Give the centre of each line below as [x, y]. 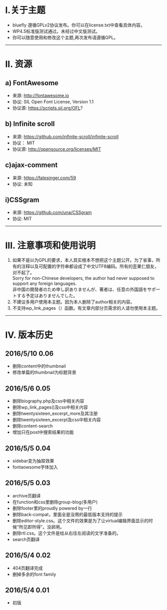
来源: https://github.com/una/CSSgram [52, 212]
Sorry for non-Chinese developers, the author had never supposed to [83, 278]
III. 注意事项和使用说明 [50, 245]
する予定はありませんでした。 [47, 296]
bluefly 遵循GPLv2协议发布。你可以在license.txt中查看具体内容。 [79, 25]
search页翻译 [26, 539]
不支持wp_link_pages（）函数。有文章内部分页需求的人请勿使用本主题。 [86, 308]
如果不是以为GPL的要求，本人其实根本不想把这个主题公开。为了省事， [84, 260]
